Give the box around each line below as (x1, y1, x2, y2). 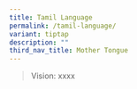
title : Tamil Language (9, 12, 93, 22)
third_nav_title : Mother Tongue (9, 46, 128, 55)
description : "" (9, 37, 69, 47)
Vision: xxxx (30, 70, 75, 81)
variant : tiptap (9, 29, 69, 38)
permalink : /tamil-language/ (9, 21, 117, 30)
